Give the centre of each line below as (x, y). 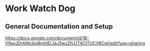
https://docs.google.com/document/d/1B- (47, 38)
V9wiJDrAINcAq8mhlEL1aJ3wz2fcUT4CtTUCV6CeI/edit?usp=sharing (75, 43)
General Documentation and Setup (59, 26)
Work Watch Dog (40, 8)
